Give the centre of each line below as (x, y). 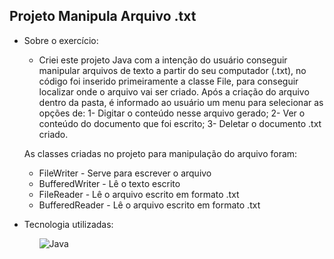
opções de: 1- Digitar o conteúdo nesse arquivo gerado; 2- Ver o (172, 113)
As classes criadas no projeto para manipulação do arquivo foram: (160, 153)
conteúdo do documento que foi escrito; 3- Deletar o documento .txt (180, 123)
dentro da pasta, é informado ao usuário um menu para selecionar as (181, 102)
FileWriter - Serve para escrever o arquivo (125, 173)
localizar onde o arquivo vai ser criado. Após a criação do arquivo (174, 91)
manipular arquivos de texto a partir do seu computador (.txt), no (172, 70)
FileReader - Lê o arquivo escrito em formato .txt (139, 194)
